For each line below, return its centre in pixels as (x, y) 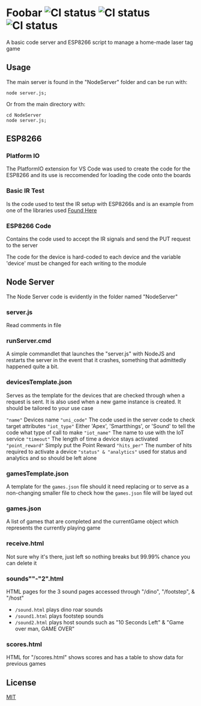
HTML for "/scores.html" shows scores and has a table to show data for (95, 657)
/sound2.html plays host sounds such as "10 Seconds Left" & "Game (99, 622)
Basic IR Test (25, 191)
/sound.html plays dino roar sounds (59, 609)
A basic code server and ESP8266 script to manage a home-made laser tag (100, 42)
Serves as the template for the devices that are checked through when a (95, 395)
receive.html (25, 543)
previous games (26, 664)
